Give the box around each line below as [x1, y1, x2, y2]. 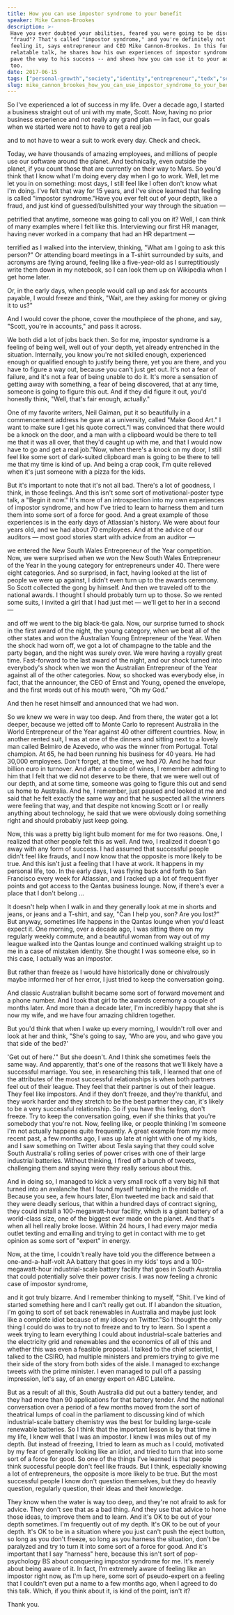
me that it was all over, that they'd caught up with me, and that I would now [7, 438, 223, 447]
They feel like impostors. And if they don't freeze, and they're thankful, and [7, 1090, 223, 1098]
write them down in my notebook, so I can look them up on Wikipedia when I [7, 265, 226, 274]
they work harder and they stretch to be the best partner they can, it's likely [7, 1097, 224, 1106]
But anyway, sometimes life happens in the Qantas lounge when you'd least [7, 918, 224, 926]
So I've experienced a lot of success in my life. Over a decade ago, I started [7, 100, 225, 109]
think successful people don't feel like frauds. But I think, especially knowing [7, 1462, 227, 1471]
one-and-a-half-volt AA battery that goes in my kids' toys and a [7, 1258, 190, 1266]
